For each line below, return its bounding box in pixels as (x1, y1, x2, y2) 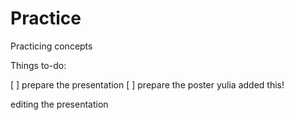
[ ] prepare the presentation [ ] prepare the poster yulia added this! (10, 78, 285, 91)
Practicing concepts (10, 40, 93, 52)
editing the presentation (10, 98, 109, 110)
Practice (10, 7, 82, 30)
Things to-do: (10, 59, 67, 71)
